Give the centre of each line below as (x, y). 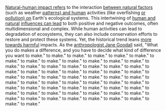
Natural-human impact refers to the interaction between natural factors (79, 7)
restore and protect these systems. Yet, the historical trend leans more (78, 39)
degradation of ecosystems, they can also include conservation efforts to (81, 34)
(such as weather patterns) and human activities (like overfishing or (75, 13)
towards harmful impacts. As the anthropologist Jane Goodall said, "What (81, 45)
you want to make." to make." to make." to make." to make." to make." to (80, 55)
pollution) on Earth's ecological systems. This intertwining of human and (80, 18)
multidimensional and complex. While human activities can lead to (74, 29)
